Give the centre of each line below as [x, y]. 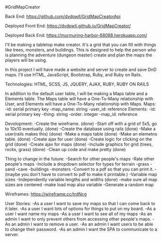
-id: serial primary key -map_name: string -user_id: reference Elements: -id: [81, 109]
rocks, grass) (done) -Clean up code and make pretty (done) [65, 149]
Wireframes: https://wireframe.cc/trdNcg [46, 194]
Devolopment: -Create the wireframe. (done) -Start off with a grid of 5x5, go [81, 124]
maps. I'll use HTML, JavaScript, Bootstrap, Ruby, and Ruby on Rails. [73, 75]
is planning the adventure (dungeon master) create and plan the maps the [79, 55]
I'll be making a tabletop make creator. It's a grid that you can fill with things [81, 45]
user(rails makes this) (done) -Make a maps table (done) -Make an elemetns [81, 134]
